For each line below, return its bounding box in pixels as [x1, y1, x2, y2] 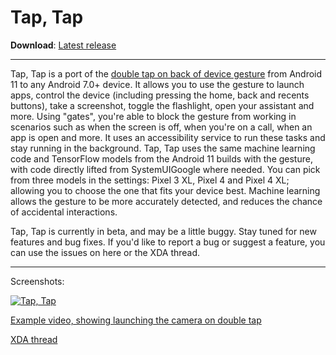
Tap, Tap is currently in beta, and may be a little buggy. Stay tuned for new [10, 225, 317, 237]
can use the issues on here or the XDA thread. [10, 246, 201, 258]
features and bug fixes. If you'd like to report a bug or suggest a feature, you [10, 236, 326, 248]
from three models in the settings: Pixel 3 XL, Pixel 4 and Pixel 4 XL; [10, 174, 290, 186]
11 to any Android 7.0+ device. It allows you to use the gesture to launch [10, 78, 305, 90]
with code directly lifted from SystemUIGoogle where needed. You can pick [10, 163, 321, 175]
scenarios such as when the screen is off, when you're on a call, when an [10, 121, 313, 133]
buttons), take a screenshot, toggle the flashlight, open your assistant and [10, 99, 315, 111]
